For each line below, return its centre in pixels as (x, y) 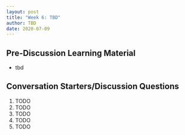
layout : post (23, 12)
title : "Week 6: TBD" (34, 17)
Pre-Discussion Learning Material (71, 53)
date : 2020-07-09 (28, 29)
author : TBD (21, 23)
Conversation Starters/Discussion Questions (93, 86)
